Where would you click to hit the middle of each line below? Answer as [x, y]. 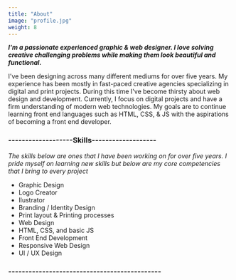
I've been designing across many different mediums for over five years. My [118, 76]
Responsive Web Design [54, 245]
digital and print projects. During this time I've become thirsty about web [114, 92]
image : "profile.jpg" [40, 21]
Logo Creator [38, 192]
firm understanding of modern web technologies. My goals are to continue [117, 107]
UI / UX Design [40, 253]
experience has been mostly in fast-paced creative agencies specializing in [119, 84]
